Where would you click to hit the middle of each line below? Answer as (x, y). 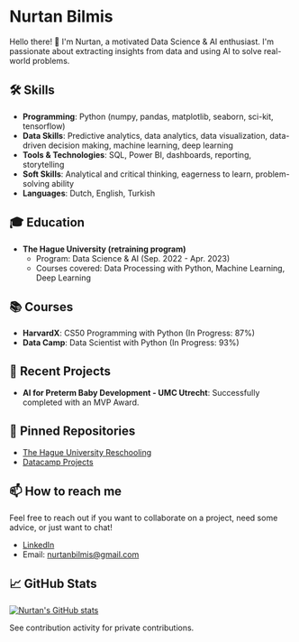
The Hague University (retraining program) (104, 249)
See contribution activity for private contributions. (102, 628)
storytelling (43, 164)
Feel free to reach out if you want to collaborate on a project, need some (144, 518)
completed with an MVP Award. (81, 402)
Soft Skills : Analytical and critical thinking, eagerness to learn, (138, 174)
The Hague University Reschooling (87, 452)
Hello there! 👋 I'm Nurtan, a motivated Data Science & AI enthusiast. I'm (142, 41)
